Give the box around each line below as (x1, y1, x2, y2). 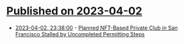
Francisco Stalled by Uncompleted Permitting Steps (15, 30, 145, 37)
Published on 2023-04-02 (6, 4, 143, 18)
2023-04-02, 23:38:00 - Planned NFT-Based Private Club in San (15, 24, 178, 31)
